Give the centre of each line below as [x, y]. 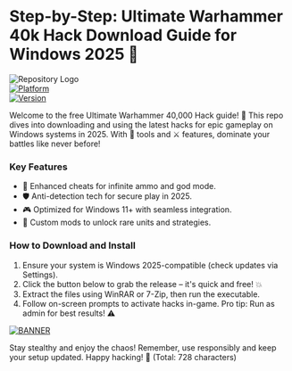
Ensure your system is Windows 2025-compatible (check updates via [150, 265]
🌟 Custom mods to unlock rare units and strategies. [117, 223]
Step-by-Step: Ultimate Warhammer [146, 16]
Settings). [40, 275]
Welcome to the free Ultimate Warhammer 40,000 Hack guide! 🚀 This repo [146, 115]
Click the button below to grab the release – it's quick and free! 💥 [142, 284]
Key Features [39, 167]
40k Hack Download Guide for [123, 35]
